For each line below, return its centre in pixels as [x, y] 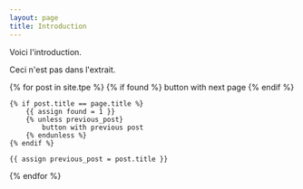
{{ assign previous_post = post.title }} [89, 159]
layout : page [34, 18]
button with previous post [93, 128]
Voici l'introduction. [45, 52]
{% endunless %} [57, 135]
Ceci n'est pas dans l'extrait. [63, 70]
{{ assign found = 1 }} [71, 111]
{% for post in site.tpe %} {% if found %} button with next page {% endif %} [152, 87]
